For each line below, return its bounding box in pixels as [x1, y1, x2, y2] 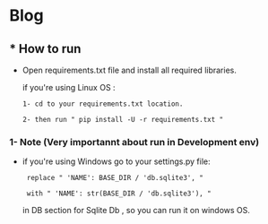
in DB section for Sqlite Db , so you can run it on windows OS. [22, 205, 251, 216]
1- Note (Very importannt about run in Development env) [9, 135, 260, 148]
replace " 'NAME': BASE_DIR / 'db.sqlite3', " [26, 174, 203, 183]
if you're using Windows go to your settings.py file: [22, 156, 211, 167]
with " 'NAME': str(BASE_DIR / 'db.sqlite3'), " [26, 189, 212, 198]
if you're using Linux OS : [22, 82, 116, 92]
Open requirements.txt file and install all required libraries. [22, 65, 238, 75]
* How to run [9, 41, 82, 56]
